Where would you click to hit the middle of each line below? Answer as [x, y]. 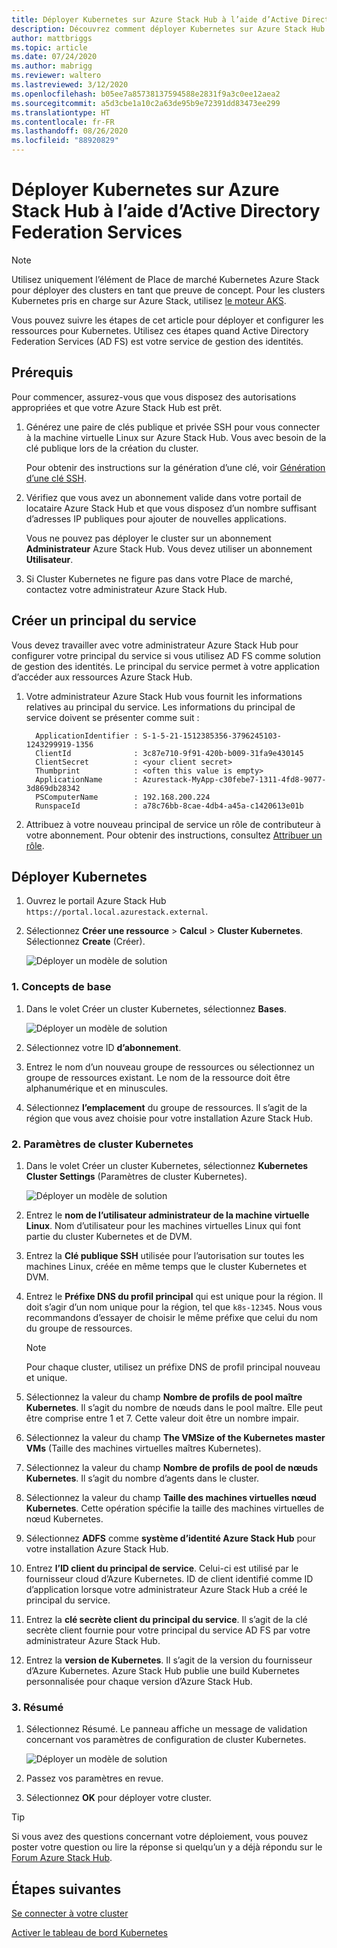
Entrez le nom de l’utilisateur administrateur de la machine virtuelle [167, 1215]
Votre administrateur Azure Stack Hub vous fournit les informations [164, 696]
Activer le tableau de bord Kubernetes [89, 1933]
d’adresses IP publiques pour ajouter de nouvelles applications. [156, 518]
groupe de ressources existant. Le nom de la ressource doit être [158, 1077]
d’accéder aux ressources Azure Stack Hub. [102, 677]
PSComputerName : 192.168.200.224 [123, 797]
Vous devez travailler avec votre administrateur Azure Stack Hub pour [155, 645]
